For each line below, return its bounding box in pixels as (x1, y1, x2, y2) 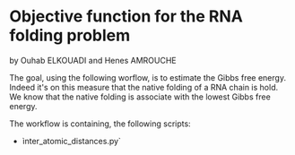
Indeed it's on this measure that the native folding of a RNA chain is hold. (9, 82, 279, 92)
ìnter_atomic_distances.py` (22, 135, 121, 146)
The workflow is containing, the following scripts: (9, 118, 191, 129)
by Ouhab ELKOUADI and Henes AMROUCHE (9, 55, 177, 65)
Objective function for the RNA (9, 6, 244, 27)
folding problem (9, 25, 131, 46)
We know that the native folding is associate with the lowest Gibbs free (9, 91, 271, 102)
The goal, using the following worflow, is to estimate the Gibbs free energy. (9, 72, 287, 82)
